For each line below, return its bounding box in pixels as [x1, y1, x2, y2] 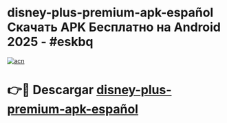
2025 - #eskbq [7, 34, 94, 49]
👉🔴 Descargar [7, 82, 94, 98]
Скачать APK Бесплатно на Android [7, 19, 221, 35]
